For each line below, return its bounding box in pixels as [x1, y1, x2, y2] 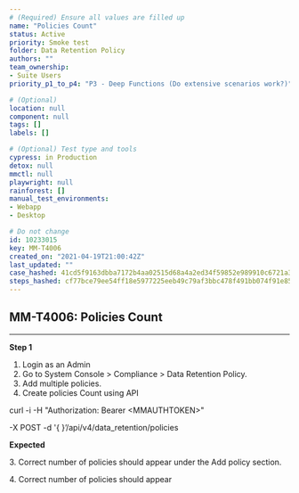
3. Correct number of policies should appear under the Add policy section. [9, 456, 282, 467]
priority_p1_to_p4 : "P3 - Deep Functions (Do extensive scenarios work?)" [9, 79, 293, 88]
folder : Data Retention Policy [9, 46, 125, 55]
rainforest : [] [9, 186, 66, 195]
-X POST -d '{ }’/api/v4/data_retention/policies [9, 422, 179, 432]
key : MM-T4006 [9, 243, 62, 252]
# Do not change [9, 227, 69, 236]
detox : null [9, 161, 53, 170]
